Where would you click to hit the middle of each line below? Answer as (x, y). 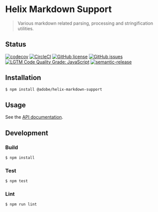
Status (16, 45)
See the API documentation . (34, 117)
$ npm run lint (21, 204)
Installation (23, 78)
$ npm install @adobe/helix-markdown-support (54, 89)
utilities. (26, 28)
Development (27, 133)
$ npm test (17, 181)
